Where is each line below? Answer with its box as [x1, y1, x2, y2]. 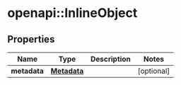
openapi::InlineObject [7, 5, 138, 21]
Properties [7, 33, 55, 45]
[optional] [137, 66, 170, 76]
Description [90, 55, 131, 64]
